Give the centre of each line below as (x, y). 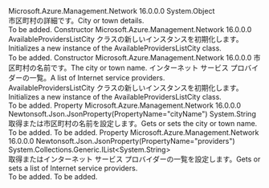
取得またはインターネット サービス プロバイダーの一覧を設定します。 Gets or (134, 159)
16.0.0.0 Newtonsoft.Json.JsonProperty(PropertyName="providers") (122, 141)
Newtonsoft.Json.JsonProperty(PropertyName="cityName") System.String (132, 114)
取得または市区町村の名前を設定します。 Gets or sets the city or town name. (133, 123)
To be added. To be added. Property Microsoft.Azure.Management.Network (134, 133)
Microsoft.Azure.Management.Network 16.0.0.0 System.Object (112, 11)
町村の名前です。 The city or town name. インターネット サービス (122, 67)
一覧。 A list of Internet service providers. (97, 78)
